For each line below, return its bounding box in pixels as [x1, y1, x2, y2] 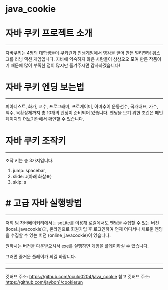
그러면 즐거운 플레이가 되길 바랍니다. [5, 253, 76, 259]
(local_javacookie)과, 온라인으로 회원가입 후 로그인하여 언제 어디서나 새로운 [5, 226, 154, 232]
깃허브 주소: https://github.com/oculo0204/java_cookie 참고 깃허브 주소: [5, 273, 151, 279]
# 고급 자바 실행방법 [5, 198, 82, 209]
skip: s [12, 179, 27, 185]
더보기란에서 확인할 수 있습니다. [22, 116, 84, 122]
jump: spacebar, [12, 168, 46, 173]
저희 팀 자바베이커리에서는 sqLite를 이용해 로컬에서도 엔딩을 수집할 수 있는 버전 [5, 220, 159, 226]
